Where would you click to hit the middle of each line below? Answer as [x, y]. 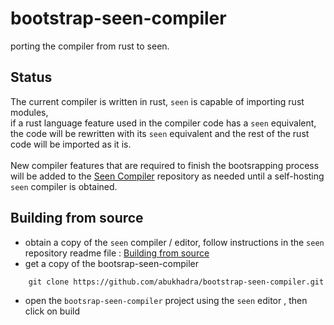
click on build [52, 311]
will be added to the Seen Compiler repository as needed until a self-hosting [167, 176]
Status [31, 77]
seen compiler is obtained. [64, 186]
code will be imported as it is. [71, 144]
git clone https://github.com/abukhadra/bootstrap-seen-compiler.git [176, 282]
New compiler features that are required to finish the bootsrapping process [165, 165]
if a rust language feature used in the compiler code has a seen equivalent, [163, 123]
